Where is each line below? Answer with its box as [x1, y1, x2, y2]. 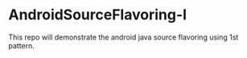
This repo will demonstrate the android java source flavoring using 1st [8, 32, 239, 42]
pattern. [8, 40, 35, 50]
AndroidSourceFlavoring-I [8, 6, 187, 24]
